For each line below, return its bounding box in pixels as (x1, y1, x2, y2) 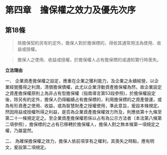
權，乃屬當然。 (5, 128, 36, 133)
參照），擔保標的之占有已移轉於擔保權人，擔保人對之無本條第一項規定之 (13, 121, 160, 127)
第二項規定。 (22, 145, 49, 150)
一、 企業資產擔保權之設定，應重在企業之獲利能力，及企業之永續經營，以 (5, 78, 155, 83)
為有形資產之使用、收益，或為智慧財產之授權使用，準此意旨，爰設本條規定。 (5, 103, 162, 108)
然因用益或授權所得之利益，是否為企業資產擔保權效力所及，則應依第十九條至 (5, 109, 162, 115)
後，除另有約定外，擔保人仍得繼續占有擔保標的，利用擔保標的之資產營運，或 (5, 96, 162, 102)
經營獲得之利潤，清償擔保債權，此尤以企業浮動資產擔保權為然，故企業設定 (9, 84, 162, 90)
